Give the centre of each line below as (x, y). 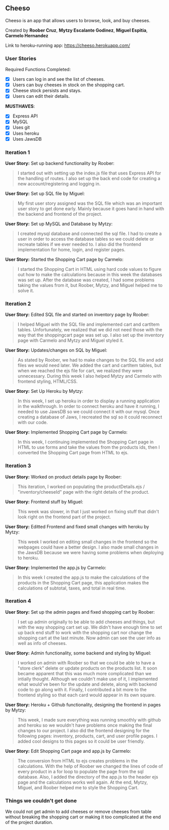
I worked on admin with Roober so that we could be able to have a (86, 663)
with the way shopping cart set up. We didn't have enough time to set (90, 627)
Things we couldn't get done (41, 800)
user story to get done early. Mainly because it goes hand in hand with (91, 208)
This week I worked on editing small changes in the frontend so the (87, 542)
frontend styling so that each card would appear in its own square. (87, 695)
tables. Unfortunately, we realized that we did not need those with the (90, 330)
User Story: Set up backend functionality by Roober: (60, 163)
